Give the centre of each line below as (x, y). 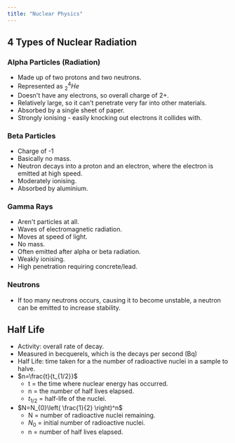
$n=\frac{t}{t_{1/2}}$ (48, 376)
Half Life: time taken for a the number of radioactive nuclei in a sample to (123, 362)
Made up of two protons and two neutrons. (79, 77)
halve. (26, 369)
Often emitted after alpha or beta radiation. (79, 252)
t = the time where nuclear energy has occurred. (98, 384)
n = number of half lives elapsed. (75, 432)
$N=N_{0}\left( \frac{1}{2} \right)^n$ (70, 408)
